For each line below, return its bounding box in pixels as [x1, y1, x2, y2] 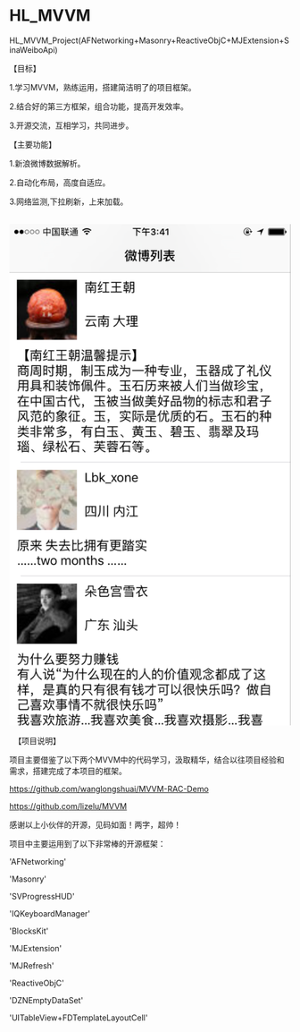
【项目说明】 [12, 735, 61, 746]
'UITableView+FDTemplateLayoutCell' [9, 1012, 148, 1023]
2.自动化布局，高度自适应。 [9, 176, 111, 188]
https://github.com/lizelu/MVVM [9, 800, 128, 811]
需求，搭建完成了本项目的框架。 [9, 765, 127, 776]
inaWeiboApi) [9, 44, 58, 55]
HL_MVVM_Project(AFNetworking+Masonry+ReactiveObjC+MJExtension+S [9, 35, 290, 46]
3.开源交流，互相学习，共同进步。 [9, 120, 134, 131]
